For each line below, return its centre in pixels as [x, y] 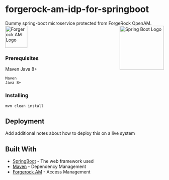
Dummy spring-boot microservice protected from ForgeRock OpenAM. [78, 23]
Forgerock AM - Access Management [51, 172]
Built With [21, 149]
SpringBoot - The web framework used [53, 161]
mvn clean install [24, 106]
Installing [17, 96]
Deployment [25, 121]
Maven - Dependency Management [49, 166]
